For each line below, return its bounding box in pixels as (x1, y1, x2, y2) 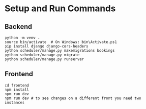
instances (4, 100, 25, 105)
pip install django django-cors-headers (4, 44, 89, 49)
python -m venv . (4, 35, 40, 40)
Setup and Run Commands (4, 3, 116, 14)
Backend (4, 22, 32, 31)
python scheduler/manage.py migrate (4, 52, 80, 57)
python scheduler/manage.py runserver (4, 57, 84, 62)
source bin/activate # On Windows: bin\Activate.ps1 (4, 40, 117, 44)
